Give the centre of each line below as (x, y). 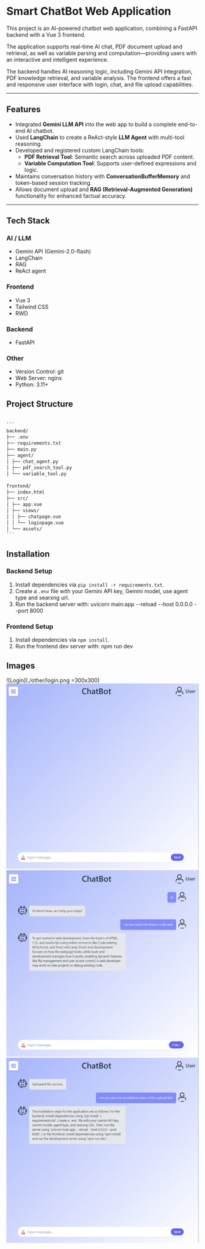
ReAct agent (31, 271)
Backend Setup (30, 571)
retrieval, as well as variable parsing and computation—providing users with (102, 53)
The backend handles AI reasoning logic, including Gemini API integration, (99, 71)
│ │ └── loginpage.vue (35, 523)
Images (21, 666)
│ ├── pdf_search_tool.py (39, 468)
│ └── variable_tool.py (37, 474)
